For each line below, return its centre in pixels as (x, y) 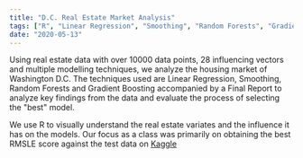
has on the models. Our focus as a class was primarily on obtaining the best (150, 135)
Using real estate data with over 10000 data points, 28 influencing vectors (147, 60)
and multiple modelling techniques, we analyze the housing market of (138, 69)
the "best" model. (42, 108)
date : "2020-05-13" (46, 34)
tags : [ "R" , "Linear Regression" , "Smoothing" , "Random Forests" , (137, 26)
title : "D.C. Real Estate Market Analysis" (92, 18)
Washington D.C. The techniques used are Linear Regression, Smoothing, (146, 79)
